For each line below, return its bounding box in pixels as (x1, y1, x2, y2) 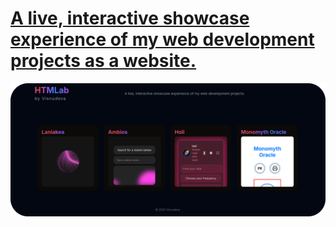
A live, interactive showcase (10, 7, 250, 30)
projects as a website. (10, 50, 197, 72)
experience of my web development (10, 28, 315, 51)
